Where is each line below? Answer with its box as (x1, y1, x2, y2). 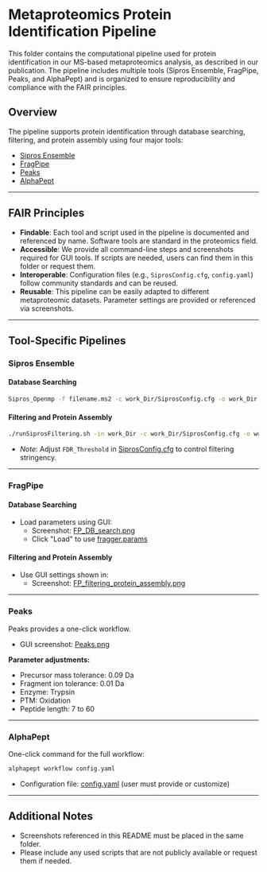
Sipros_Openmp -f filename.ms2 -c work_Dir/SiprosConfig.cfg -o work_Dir (8, 395, 258, 403)
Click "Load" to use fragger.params (31, 534, 149, 544)
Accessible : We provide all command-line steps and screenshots (19, 244, 234, 254)
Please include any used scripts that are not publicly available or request (19, 847, 258, 857)
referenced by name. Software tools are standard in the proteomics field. (19, 236, 258, 246)
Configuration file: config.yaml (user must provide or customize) (19, 779, 230, 789)
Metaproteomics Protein (8, 6, 172, 24)
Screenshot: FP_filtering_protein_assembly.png (31, 579, 186, 588)
